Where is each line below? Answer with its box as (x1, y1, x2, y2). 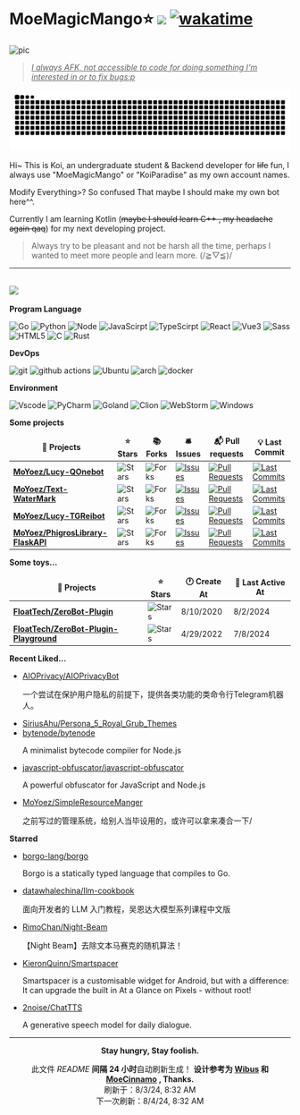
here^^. (9, 196, 35, 207)
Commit (254, 447, 285, 458)
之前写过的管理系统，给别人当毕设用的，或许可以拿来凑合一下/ (21, 815, 253, 826)
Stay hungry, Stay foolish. (101, 1045, 199, 1056)
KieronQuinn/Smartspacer (21, 958, 119, 968)
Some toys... (9, 557, 58, 567)
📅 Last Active (235, 577, 286, 588)
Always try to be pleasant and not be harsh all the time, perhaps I (30, 240, 271, 251)
